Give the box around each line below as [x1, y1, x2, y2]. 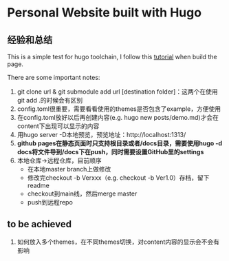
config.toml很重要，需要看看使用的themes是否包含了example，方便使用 [17, 105, 221, 113]
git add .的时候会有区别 [17, 96, 83, 104]
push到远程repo [27, 198, 74, 206]
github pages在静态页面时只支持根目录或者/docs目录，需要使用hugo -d [17, 139, 222, 147]
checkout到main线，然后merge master [27, 189, 138, 198]
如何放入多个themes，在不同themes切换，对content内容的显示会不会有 [17, 238, 220, 246]
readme [27, 181, 50, 189]
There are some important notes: [7, 74, 100, 81]
